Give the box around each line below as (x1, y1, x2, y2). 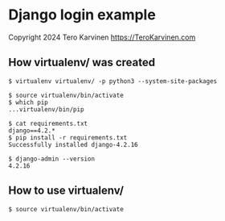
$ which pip (8, 98, 48, 106)
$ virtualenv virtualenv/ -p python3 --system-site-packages (8, 77, 218, 85)
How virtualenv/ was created (8, 56, 156, 69)
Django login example (8, 6, 157, 24)
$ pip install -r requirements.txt (8, 133, 128, 142)
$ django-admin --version (8, 155, 95, 163)
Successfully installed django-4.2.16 (8, 140, 138, 148)
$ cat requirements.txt (8, 119, 88, 127)
